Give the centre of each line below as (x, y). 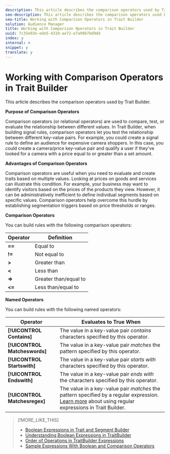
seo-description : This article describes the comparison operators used (83, 15)
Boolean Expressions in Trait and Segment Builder (77, 430)
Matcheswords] (27, 351)
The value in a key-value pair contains (106, 331)
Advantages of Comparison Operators (46, 164)
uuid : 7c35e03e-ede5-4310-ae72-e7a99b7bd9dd (53, 33)
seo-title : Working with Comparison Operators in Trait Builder (74, 19)
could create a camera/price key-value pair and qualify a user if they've (80, 148)
